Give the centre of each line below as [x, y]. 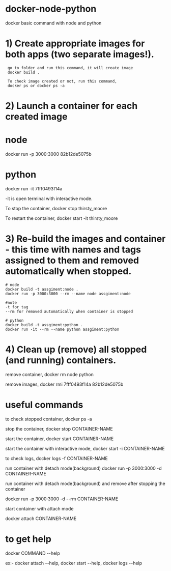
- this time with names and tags [73, 250]
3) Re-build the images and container [85, 239]
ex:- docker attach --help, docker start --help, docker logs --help [74, 563]
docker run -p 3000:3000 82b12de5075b [48, 154]
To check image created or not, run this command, [62, 81]
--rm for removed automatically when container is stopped [69, 311]
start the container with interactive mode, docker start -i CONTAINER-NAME [85, 448]
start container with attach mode [39, 508]
